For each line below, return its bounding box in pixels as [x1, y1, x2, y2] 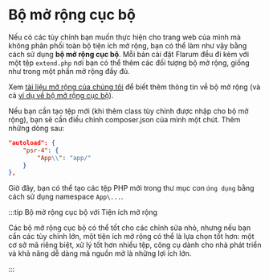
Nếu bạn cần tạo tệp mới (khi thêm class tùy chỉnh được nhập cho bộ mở [8, 106, 249, 116]
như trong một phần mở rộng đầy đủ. [8, 66, 130, 76]
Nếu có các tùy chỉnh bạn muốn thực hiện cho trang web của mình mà [8, 32, 241, 42]
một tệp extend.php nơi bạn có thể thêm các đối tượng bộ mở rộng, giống [8, 58, 251, 68]
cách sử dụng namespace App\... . [8, 191, 124, 202]
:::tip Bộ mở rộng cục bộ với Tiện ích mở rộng [8, 208, 158, 217]
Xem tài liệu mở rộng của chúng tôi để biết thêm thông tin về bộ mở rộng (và [8, 82, 261, 92]
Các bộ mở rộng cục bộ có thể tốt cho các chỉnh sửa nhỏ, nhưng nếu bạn [8, 223, 251, 233]
